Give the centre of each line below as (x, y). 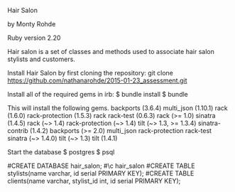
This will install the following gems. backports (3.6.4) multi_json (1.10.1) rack (118, 108)
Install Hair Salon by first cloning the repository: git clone (91, 73)
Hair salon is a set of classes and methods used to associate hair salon (111, 52)
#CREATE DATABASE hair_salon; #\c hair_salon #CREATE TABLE (101, 166)
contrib (18, 130)
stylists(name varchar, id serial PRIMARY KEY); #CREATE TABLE (101, 173)
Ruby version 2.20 (34, 38)
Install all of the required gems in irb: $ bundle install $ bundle (98, 94)
